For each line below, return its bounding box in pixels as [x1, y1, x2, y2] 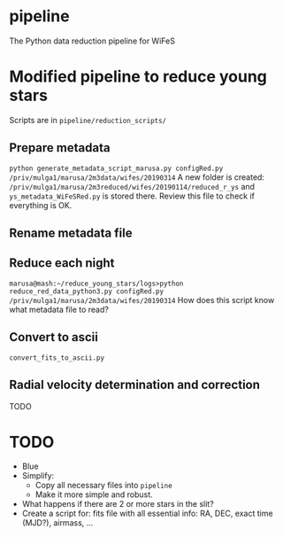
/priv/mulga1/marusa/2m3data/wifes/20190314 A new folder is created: [9, 171, 265, 183]
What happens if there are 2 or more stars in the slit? [21, 499, 214, 510]
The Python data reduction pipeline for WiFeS [9, 35, 175, 46]
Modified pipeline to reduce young [9, 66, 268, 87]
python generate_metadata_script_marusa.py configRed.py [9, 164, 224, 173]
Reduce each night [9, 255, 115, 271]
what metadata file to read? [9, 304, 109, 315]
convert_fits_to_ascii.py [9, 353, 104, 362]
